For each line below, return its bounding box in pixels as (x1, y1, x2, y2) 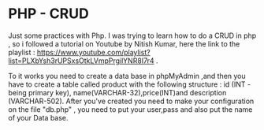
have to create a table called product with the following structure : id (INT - (8, 80, 251, 89)
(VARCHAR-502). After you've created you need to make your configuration (8, 96, 255, 106)
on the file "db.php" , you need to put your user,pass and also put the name (8, 104, 253, 114)
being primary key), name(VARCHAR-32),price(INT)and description (8, 87, 227, 97)
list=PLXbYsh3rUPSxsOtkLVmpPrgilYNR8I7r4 (8, 56, 155, 65)
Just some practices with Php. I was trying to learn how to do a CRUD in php (8, 31, 257, 40)
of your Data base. (8, 113, 69, 122)
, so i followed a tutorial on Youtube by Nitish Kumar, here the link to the (8, 39, 240, 48)
